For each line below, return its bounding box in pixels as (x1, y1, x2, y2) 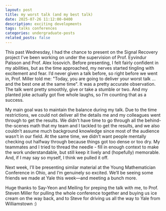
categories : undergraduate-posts (5, 31, 75, 36)
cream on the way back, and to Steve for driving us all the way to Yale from (5, 195, 160, 201)
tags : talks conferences (5, 26, 57, 31)
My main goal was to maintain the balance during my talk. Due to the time (5, 106, 157, 113)
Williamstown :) (5, 200, 37, 206)
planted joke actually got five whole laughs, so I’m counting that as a (5, 91, 146, 98)
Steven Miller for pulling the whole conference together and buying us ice (5, 190, 157, 196)
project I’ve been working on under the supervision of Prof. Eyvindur (5, 54, 147, 60)
